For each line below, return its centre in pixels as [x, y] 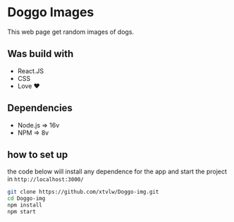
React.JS [31, 70]
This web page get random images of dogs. [71, 32]
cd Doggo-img [26, 199]
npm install [25, 205]
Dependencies [40, 108]
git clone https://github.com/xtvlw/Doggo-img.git [83, 192]
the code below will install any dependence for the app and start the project [117, 172]
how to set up [38, 155]
